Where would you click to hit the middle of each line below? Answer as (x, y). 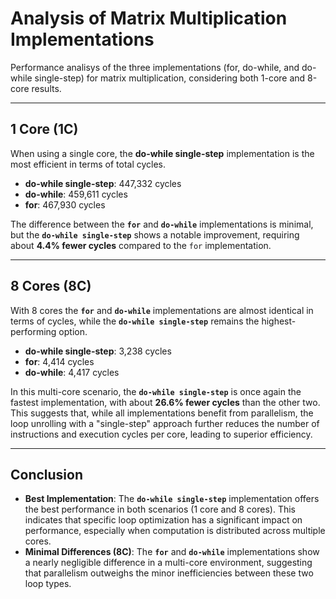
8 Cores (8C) (51, 286)
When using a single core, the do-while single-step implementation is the (162, 153)
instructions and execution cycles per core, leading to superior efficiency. (161, 434)
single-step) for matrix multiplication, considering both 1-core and (170, 78)
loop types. (48, 584)
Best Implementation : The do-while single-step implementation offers (172, 499)
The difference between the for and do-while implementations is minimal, (162, 224)
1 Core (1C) (44, 129)
